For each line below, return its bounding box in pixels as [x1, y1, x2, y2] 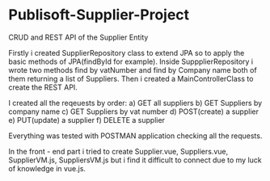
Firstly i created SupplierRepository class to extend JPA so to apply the [8, 48, 245, 57]
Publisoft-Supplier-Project [8, 6, 190, 24]
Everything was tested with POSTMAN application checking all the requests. [8, 131, 263, 141]
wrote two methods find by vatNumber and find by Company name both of [8, 65, 257, 74]
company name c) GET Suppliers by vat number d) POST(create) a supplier [8, 107, 259, 116]
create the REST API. [8, 82, 78, 92]
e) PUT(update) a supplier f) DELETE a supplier [8, 115, 166, 124]
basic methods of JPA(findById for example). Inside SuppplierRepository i [8, 57, 253, 66]
